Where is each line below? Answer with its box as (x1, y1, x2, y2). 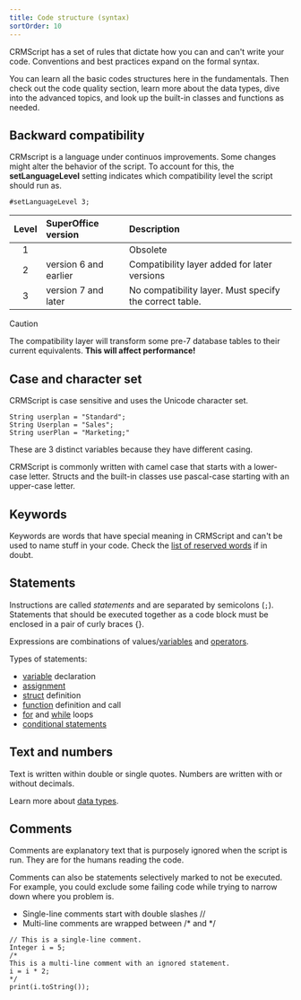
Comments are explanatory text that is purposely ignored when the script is (9, 845, 288, 856)
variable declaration (21, 670, 96, 681)
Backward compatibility (9, 128, 145, 143)
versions (128, 270, 166, 282)
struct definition (21, 689, 82, 701)
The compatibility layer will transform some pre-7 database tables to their (9, 336, 280, 347)
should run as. (9, 181, 63, 191)
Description (128, 223, 181, 235)
